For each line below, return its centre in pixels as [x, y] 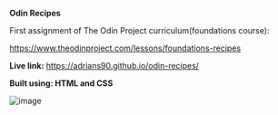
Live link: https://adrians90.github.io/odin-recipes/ [104, 66]
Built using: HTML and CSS [61, 83]
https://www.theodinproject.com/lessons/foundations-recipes [125, 48]
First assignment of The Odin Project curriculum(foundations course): [139, 30]
